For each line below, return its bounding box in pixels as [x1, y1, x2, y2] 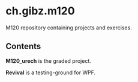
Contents [5, 41, 41, 51]
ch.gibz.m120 [5, 4, 76, 18]
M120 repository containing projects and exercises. [5, 24, 133, 31]
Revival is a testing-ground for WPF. [5, 69, 96, 76]
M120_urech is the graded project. [5, 57, 91, 64]
